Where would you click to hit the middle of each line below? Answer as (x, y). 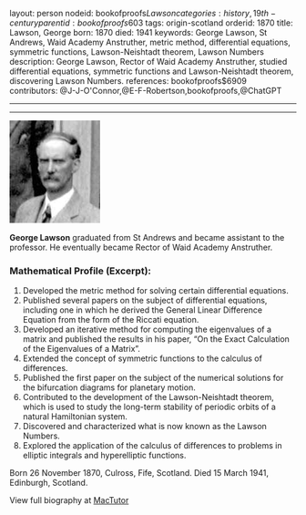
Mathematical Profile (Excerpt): (81, 271)
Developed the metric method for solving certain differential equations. (155, 291)
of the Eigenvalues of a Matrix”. (82, 349)
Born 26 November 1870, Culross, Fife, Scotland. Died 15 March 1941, (139, 473)
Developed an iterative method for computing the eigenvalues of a (147, 330)
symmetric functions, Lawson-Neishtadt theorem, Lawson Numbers (137, 52)
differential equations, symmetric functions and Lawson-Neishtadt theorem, (152, 71)
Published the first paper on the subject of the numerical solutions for (153, 378)
